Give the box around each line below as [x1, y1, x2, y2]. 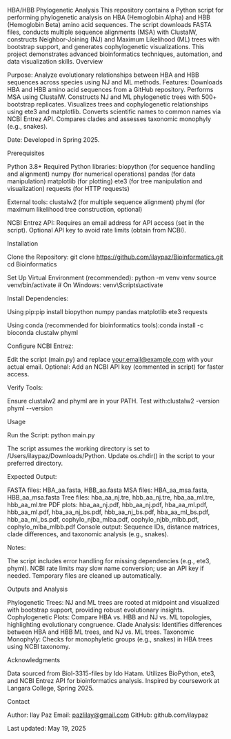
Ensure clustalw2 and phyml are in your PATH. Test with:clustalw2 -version [7, 397, 220, 405]
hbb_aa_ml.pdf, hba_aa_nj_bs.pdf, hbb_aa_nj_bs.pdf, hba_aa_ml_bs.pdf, [7, 508, 210, 516]
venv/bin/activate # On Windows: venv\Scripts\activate [7, 281, 163, 289]
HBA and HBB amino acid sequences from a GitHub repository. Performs [7, 86, 214, 93]
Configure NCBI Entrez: [7, 342, 74, 350]
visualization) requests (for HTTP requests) [7, 185, 130, 192]
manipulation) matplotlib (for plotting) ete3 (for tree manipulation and [7, 177, 203, 185]
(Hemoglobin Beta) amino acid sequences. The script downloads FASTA [7, 21, 212, 28]
